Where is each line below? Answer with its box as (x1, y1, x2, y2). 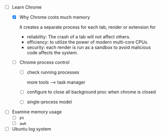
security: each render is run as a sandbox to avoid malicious (26, 44, 151, 50)
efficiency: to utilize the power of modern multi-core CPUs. (26, 39, 148, 45)
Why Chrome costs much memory (19, 14, 90, 20)
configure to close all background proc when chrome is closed (26, 89, 156, 95)
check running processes (26, 69, 79, 75)
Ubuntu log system (11, 126, 51, 132)
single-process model (26, 99, 72, 105)
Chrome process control (19, 59, 69, 65)
